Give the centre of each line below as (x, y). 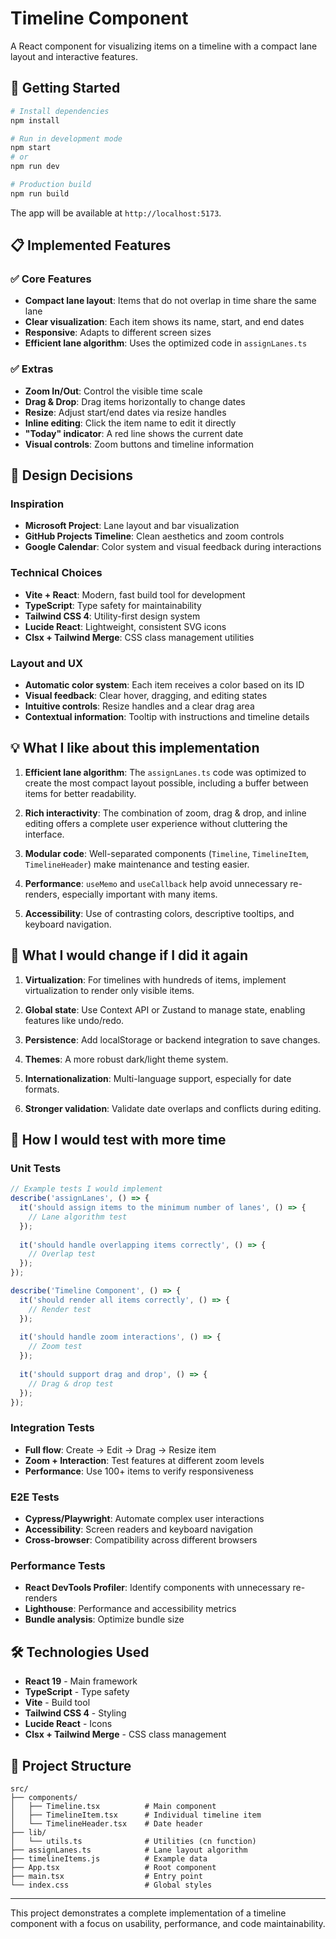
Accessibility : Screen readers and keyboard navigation (138, 1529)
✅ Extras (32, 369)
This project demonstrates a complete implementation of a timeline (148, 1913)
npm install (35, 120)
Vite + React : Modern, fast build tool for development (135, 594)
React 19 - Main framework (81, 1681)
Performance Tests (58, 1565)
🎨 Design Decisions (72, 475)
